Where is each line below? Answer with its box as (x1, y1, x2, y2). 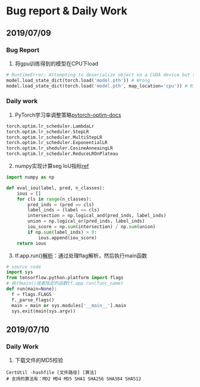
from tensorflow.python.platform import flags (6, 275, 124, 281)
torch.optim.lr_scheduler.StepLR (6, 129, 89, 135)
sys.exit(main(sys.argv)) (11, 308, 76, 314)
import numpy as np (6, 174, 55, 180)
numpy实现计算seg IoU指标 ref (14, 163, 89, 170)
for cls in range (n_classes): (17, 196, 92, 202)
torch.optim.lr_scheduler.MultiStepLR (6, 134, 102, 141)
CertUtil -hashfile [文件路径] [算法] (6, 370, 97, 376)
